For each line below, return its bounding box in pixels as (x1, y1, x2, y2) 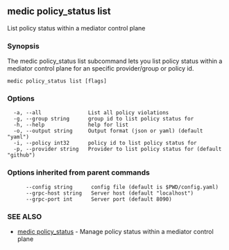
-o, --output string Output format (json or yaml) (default (13, 127, 203, 134)
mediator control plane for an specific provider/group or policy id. (7, 64, 194, 73)
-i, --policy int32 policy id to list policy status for (13, 140, 197, 147)
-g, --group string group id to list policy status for (13, 116, 194, 123)
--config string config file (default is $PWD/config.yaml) (25, 184, 219, 190)
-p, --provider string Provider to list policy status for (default (13, 145, 222, 153)
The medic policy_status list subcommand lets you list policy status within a (7, 57, 223, 65)
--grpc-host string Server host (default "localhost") (25, 190, 194, 197)
